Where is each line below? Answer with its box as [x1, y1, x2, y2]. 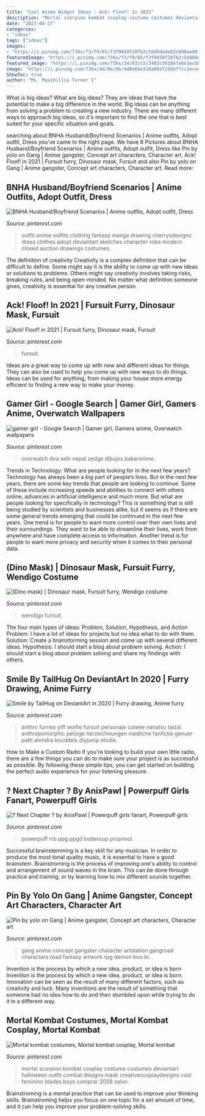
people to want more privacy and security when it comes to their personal [6, 538, 192, 545]
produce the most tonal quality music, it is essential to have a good [6, 854, 174, 860]
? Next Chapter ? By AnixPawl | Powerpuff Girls [6, 786, 189, 796]
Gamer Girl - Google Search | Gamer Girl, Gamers [6, 399, 196, 409]
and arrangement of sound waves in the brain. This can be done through [6, 866, 189, 874]
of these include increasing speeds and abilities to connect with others [6, 486, 184, 493]
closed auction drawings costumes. [21, 244, 111, 251]
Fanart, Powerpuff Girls [6, 795, 98, 805]
